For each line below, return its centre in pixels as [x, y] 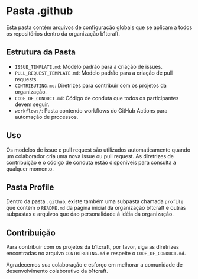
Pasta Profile [30, 187]
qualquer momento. [30, 169]
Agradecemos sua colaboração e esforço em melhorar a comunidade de [95, 265]
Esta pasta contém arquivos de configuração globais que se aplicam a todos [99, 27]
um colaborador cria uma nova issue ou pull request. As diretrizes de [90, 156]
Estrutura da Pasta [41, 52]
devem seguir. [32, 104]
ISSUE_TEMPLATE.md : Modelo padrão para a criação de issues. [88, 66]
